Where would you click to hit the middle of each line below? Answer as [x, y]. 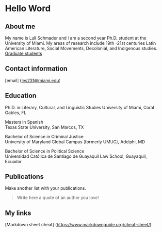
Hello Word [28, 8]
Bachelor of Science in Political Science [45, 151]
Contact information [36, 69]
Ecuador [13, 161]
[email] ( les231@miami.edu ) [33, 80]
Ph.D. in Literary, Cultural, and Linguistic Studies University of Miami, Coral [80, 107]
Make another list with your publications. [46, 188]
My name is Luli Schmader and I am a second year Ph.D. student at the [76, 38]
